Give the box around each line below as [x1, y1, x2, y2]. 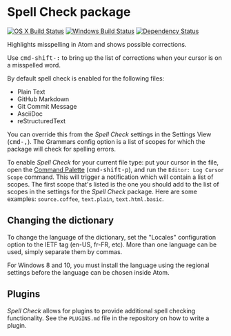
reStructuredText [17, 116, 66, 125]
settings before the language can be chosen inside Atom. [7, 268, 170, 276]
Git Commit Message [17, 102, 77, 110]
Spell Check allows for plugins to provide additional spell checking [7, 306, 196, 315]
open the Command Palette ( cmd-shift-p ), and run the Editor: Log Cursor [7, 165, 224, 174]
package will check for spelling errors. [7, 145, 116, 153]
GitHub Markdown [17, 94, 70, 103]
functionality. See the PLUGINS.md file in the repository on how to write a [7, 314, 210, 322]
